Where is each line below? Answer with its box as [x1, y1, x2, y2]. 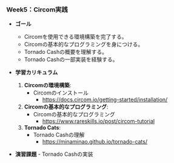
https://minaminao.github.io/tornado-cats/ [42, 138, 148, 145]
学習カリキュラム [15, 68, 58, 76]
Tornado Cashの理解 [33, 131, 85, 139]
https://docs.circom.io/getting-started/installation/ [42, 96, 168, 104]
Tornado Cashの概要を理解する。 [24, 48, 108, 56]
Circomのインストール [33, 89, 89, 96]
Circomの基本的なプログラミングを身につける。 [24, 41, 144, 48]
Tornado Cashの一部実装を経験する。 [24, 56, 118, 63]
